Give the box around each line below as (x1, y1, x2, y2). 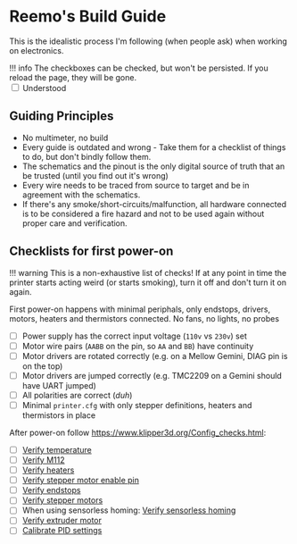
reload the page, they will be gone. (9, 71, 136, 82)
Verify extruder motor (21, 515, 103, 526)
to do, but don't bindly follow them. (21, 151, 152, 162)
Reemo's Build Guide (9, 6, 167, 27)
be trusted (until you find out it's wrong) (21, 170, 169, 180)
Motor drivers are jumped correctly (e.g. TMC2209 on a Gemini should (21, 370, 283, 381)
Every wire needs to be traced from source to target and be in (21, 180, 250, 190)
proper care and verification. (21, 217, 128, 229)
